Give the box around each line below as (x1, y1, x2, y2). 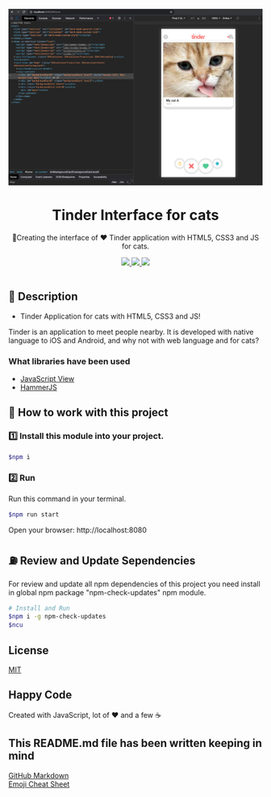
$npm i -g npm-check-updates (8, 612, 106, 621)
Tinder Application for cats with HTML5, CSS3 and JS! (19, 311, 201, 321)
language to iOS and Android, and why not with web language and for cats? (8, 336, 260, 345)
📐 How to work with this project (8, 406, 169, 419)
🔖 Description (8, 290, 78, 303)
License (8, 643, 49, 657)
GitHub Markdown (8, 770, 69, 780)
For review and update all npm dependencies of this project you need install (8, 578, 261, 589)
